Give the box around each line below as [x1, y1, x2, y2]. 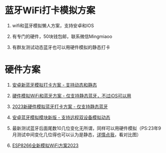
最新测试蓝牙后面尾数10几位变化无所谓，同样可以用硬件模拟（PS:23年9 [12, 125, 161, 131]
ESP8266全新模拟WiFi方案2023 [12, 142, 79, 148]
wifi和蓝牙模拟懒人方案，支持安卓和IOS [12, 22, 94, 29]
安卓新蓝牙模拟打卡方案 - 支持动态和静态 [12, 82, 97, 88]
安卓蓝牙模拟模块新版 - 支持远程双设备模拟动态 [12, 114, 111, 120]
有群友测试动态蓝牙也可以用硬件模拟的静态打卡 [12, 44, 110, 50]
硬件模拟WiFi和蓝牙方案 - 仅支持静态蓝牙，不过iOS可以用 [12, 92, 131, 98]
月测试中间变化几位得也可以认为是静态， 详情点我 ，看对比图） [12, 131, 142, 138]
